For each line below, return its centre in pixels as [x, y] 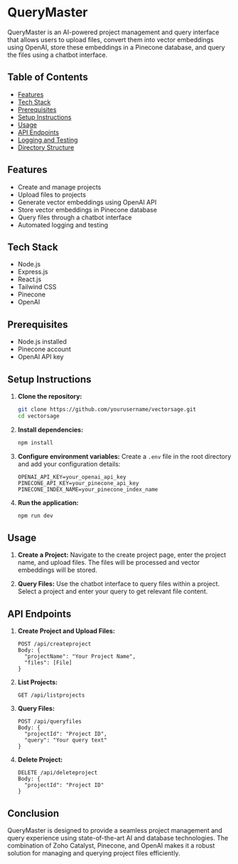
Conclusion [33, 813]
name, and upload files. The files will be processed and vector [109, 563]
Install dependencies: [50, 430]
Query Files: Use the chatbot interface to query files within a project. [119, 584]
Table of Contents [48, 77]
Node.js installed [42, 342]
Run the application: [48, 502]
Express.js [33, 272]
